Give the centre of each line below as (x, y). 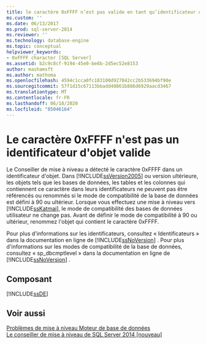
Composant (29, 279)
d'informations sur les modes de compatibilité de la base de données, (94, 247)
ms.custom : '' (25, 18)
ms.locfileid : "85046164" (39, 109)
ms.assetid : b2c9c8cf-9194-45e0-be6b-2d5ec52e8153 (72, 63)
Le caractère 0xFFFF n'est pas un (93, 139)
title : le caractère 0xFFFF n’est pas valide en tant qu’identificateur (101, 12)
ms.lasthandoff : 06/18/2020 (42, 103)
